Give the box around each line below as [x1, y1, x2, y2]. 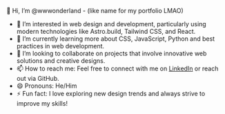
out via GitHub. [16, 75, 59, 82]
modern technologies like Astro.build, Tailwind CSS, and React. [16, 28, 196, 35]
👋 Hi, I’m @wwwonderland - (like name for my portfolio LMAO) [6, 7, 184, 15]
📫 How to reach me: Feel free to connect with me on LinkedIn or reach [16, 64, 219, 73]
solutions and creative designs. [16, 57, 106, 65]
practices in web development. [16, 42, 105, 50]
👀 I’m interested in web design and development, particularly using [16, 20, 206, 28]
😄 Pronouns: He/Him [16, 82, 77, 90]
